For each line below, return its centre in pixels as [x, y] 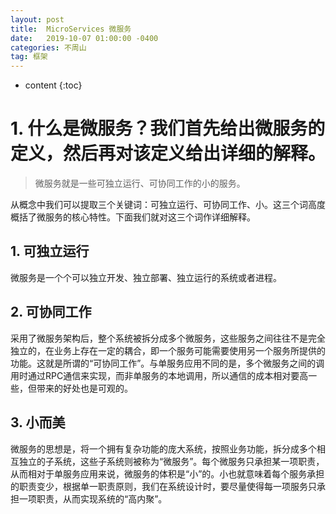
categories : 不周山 [48, 47]
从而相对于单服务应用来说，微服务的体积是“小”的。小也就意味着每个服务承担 [167, 473]
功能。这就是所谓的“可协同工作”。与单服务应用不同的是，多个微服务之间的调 [167, 363]
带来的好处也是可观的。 [84, 388]
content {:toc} [53, 85]
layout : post [37, 19]
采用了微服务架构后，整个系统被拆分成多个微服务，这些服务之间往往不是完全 [168, 338]
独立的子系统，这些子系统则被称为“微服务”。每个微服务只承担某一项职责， [171, 461]
